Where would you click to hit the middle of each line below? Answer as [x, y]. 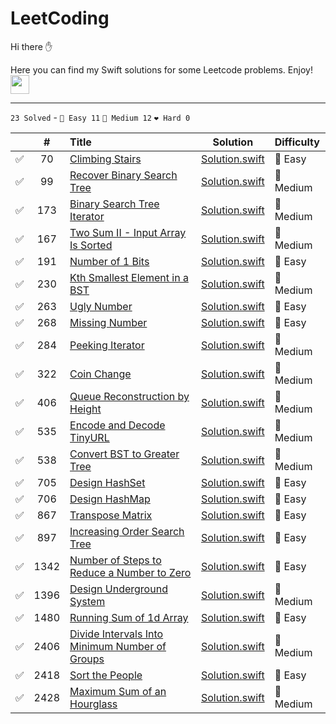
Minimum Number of [118, 646]
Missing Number [108, 322]
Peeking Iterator [107, 345]
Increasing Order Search [127, 531]
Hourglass [93, 704]
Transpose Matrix [111, 515]
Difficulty [297, 142]
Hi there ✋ [31, 46]
